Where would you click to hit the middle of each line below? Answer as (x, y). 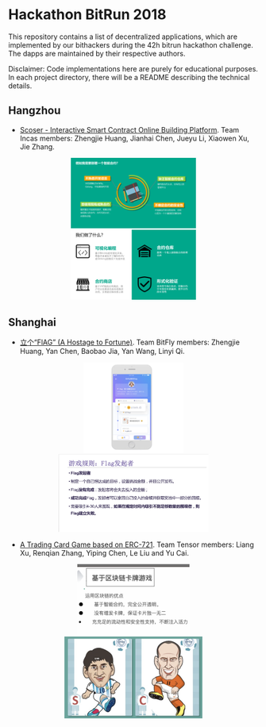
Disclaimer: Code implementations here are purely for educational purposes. (133, 68)
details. (20, 86)
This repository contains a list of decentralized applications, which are (123, 37)
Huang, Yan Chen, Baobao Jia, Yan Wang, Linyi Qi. (102, 352)
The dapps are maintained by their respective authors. (97, 53)
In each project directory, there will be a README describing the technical (129, 77)
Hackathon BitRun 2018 (87, 15)
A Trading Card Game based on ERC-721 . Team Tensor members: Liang (137, 544)
